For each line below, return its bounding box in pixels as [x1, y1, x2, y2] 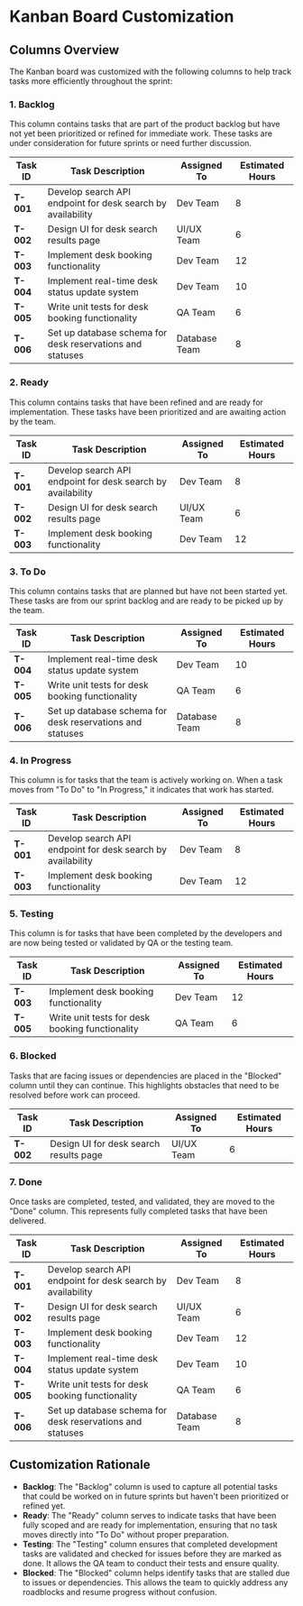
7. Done [9, 1175, 43, 1188]
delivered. [9, 1216, 47, 1226]
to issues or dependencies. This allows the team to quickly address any [22, 1576, 289, 1588]
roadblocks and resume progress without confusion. [22, 1586, 218, 1597]
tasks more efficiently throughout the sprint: [9, 76, 173, 87]
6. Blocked [9, 1050, 57, 1062]
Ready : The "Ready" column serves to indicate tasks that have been [22, 1510, 277, 1520]
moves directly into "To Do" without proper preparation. [22, 1528, 230, 1539]
